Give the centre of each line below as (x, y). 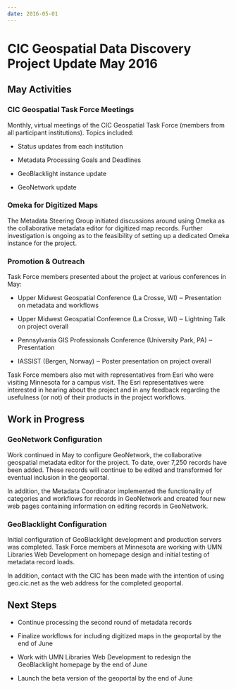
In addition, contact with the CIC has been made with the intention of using (116, 576)
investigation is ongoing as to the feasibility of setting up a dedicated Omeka (118, 235)
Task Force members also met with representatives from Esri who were (111, 375)
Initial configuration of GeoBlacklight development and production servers (114, 540)
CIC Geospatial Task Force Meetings (71, 110)
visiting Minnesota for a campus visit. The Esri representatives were (106, 383)
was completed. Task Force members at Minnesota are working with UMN (115, 547)
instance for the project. (42, 243)
